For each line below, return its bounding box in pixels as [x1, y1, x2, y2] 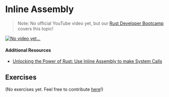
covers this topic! [17, 25, 54, 31]
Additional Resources [5, 47, 51, 53]
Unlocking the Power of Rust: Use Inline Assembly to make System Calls [12, 58, 162, 64]
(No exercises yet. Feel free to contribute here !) [5, 86, 104, 92]
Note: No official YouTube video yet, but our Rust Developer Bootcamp [17, 20, 164, 26]
